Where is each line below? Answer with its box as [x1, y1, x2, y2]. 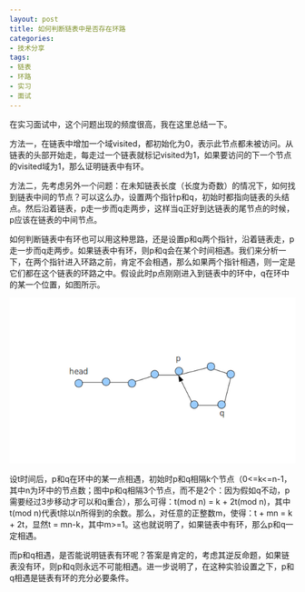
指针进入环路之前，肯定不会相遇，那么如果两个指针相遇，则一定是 [48, 256, 296, 267]
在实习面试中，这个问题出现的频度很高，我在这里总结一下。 [9, 118, 232, 129]
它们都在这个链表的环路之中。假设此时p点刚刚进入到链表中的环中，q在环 [9, 267, 282, 278]
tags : [9, 53, 30, 63]
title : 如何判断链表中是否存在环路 [9, 24, 126, 34]
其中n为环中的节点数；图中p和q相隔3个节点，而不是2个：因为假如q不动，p [9, 485, 290, 496]
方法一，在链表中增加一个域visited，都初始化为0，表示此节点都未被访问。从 [9, 137, 294, 149]
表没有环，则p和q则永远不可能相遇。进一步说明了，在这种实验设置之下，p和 [9, 561, 295, 572]
